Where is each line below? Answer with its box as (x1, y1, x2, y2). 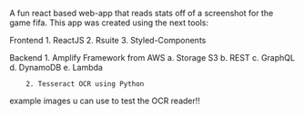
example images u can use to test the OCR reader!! (9, 95, 200, 106)
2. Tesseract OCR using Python (25, 80, 145, 89)
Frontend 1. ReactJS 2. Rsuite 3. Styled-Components (9, 35, 207, 45)
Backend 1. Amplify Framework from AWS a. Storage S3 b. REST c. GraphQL (9, 53, 296, 62)
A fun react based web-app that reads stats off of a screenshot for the (9, 8, 274, 18)
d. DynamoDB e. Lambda (9, 62, 103, 72)
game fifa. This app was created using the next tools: (9, 17, 209, 28)
